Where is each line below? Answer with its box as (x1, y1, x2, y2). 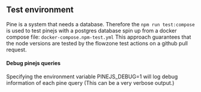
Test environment (6, 5, 74, 15)
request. (6, 46, 27, 53)
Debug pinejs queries (6, 60, 61, 67)
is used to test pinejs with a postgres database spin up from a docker (6, 27, 177, 34)
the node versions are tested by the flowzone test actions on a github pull (6, 39, 188, 47)
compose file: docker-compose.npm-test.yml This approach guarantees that (6, 33, 191, 41)
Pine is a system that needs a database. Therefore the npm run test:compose (6, 20, 195, 27)
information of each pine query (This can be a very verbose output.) (6, 79, 175, 87)
